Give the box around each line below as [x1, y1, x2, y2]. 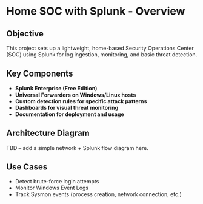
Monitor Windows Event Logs [15, 184, 89, 192]
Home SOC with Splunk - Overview [6, 4, 185, 18]
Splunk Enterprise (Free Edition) [15, 84, 98, 92]
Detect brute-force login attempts [15, 178, 99, 185]
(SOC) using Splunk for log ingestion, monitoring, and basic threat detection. [6, 51, 198, 58]
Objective [6, 29, 44, 39]
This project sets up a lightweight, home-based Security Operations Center [6, 44, 194, 52]
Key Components [6, 69, 73, 79]
